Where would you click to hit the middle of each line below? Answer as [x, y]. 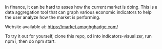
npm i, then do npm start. [30, 41]
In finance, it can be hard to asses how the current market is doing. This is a [81, 7]
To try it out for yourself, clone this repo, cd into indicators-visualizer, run [79, 36]
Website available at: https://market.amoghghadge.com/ [62, 27]
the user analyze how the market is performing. [53, 17]
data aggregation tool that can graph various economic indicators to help [79, 12]
